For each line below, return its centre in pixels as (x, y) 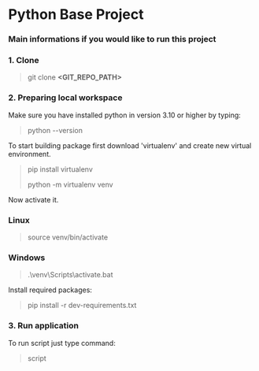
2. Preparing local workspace (65, 98)
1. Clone (24, 61)
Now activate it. (33, 199)
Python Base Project (76, 15)
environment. (30, 154)
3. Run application (43, 326)
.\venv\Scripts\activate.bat (70, 275)
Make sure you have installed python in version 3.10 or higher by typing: (125, 115)
